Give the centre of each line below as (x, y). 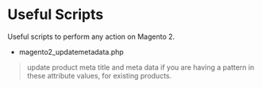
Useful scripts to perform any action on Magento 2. (91, 36)
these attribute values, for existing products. (99, 75)
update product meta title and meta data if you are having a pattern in (141, 67)
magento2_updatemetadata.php (71, 52)
